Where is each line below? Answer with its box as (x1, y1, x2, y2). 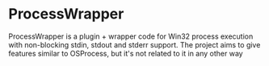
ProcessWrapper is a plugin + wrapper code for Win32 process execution (8, 31, 254, 41)
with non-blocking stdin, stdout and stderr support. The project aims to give (8, 39, 261, 49)
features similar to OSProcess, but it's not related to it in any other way (8, 48, 244, 58)
